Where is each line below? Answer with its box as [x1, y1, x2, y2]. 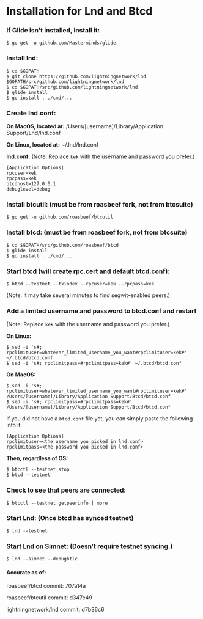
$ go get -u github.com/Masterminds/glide [6, 40, 116, 46]
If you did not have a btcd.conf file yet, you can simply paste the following [6, 415, 193, 422]
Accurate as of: [6, 568, 46, 576]
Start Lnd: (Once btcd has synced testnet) [6, 514, 134, 522]
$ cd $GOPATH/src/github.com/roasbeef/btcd [6, 242, 119, 248]
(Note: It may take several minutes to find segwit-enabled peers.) [6, 291, 170, 299]
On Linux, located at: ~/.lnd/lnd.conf [6, 141, 99, 148]
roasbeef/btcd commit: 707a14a [6, 582, 86, 590]
